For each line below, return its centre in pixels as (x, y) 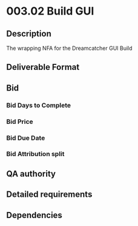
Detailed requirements (49, 195)
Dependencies (34, 215)
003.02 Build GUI (50, 11)
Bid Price (20, 122)
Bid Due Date (26, 138)
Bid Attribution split (35, 154)
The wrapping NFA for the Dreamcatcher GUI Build (69, 48)
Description (29, 34)
